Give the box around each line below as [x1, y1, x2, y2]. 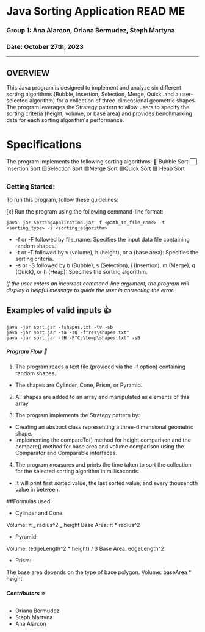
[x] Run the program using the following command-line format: [6, 208, 164, 215]
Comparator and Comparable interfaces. [15, 450, 117, 457]
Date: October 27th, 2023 [6, 43, 84, 51]
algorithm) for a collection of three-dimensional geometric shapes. [29, 97, 196, 104]
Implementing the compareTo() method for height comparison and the [15, 436, 191, 443]
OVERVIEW [6, 68, 50, 78]
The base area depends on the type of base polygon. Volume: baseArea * [6, 569, 192, 576]
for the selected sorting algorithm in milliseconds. [15, 468, 140, 475]
